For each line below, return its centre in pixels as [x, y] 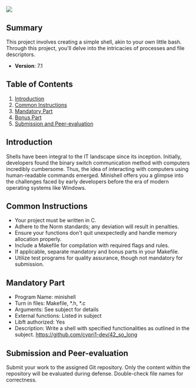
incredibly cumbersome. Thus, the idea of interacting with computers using [97, 169]
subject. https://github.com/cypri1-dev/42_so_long [76, 335]
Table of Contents [40, 85]
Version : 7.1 [29, 66]
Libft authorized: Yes [40, 322]
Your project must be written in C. [55, 221]
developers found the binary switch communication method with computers [98, 163]
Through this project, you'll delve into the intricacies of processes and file [95, 48]
